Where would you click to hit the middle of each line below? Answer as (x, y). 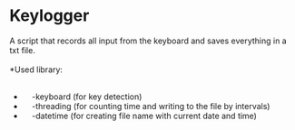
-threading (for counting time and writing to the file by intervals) (151, 106)
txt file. (23, 50)
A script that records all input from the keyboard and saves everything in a (148, 41)
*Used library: (36, 70)
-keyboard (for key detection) (87, 97)
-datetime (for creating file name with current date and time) (144, 116)
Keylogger (49, 16)
